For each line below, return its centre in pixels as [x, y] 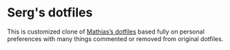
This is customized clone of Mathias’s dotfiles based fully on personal [106, 32]
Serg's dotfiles [50, 13]
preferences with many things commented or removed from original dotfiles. [115, 38]
